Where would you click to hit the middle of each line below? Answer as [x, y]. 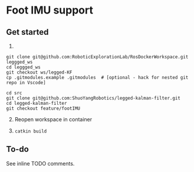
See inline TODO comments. [40, 163]
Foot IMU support [50, 10]
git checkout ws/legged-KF [39, 72]
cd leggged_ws [24, 67]
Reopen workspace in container [53, 119]
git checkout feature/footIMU [43, 108]
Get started [27, 32]
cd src [14, 93]
